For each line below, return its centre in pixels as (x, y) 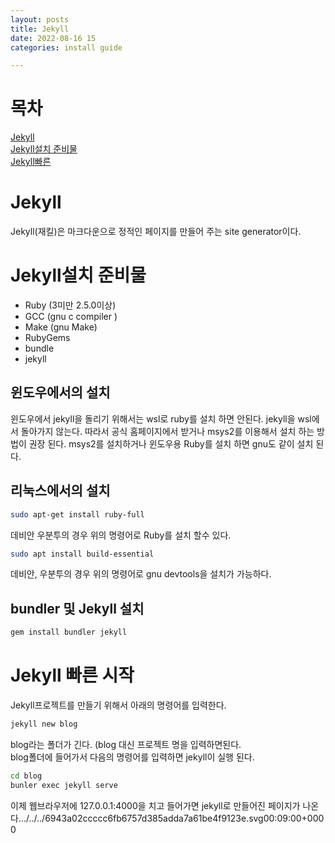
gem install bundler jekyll (69, 632)
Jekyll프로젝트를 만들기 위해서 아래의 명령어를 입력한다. (118, 705)
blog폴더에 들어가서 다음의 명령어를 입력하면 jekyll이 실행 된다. (132, 757)
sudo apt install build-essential (82, 554)
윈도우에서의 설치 (60, 392)
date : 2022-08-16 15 (53, 38)
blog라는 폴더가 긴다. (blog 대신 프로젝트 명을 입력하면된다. (126, 744)
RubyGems (47, 338)
